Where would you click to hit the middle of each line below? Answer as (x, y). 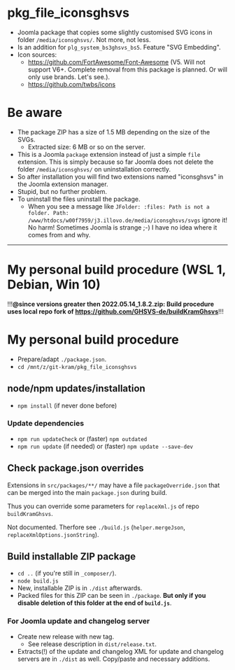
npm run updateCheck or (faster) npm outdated (82, 438)
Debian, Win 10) (54, 285)
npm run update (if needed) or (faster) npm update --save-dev (105, 446)
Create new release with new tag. (65, 636)
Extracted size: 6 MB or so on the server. (86, 147)
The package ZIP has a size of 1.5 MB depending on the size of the (114, 132)
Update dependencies (46, 424)
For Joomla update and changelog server (79, 621)
